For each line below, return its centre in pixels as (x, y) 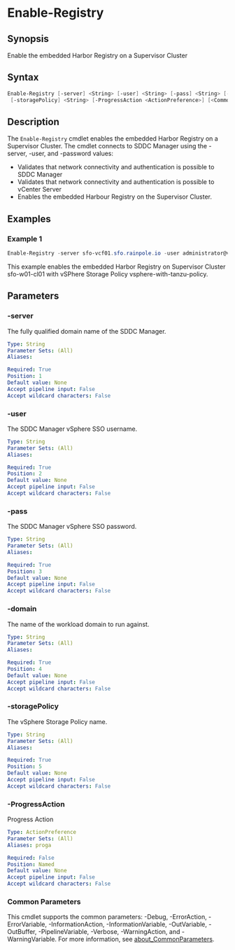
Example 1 (25, 239)
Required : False (31, 858)
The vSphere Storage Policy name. (57, 721)
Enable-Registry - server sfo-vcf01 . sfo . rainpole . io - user (93, 253)
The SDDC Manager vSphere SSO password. (72, 527)
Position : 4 (24, 669)
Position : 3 (24, 572)
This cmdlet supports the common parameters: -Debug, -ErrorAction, (107, 917)
